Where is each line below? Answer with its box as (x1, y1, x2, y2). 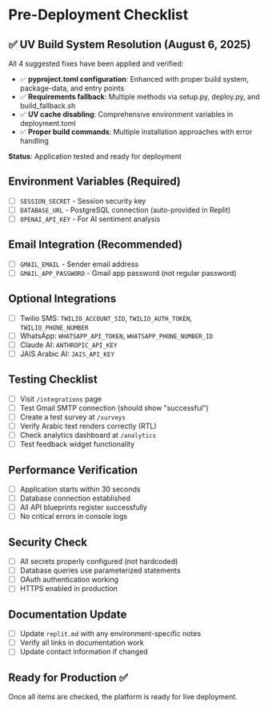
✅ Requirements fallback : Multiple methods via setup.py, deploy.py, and (19, 92, 260, 101)
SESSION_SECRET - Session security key (19, 196, 146, 205)
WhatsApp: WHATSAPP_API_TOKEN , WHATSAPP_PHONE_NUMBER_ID (19, 330, 214, 340)
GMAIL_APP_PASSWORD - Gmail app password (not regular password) (19, 268, 238, 278)
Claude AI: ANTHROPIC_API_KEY (19, 339, 118, 350)
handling (19, 136, 50, 145)
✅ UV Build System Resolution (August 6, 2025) (8, 38, 251, 51)
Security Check (8, 535, 88, 549)
